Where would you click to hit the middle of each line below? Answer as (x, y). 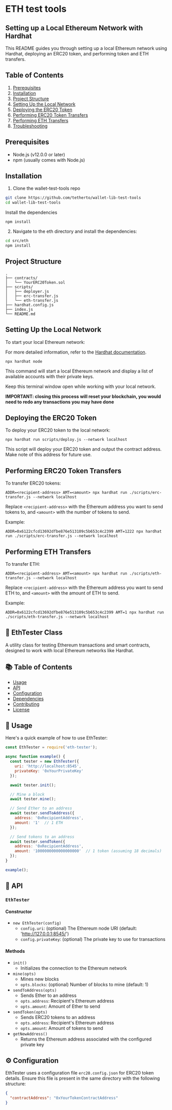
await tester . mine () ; (33, 799)
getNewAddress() (30, 1034)
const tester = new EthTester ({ (45, 762)
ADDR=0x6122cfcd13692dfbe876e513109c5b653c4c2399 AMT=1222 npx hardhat (83, 532)
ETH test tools (36, 9)
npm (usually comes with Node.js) (49, 160)
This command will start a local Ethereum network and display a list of (79, 371)
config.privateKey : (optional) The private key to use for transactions (93, 939)
